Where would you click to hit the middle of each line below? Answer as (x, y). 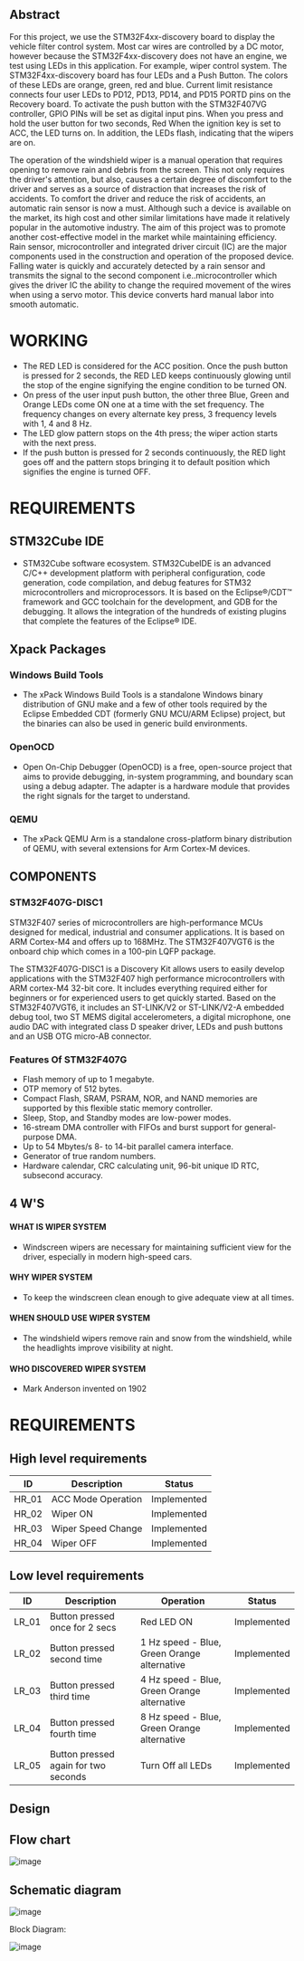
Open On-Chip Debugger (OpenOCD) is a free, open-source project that (157, 766)
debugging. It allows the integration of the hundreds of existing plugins (154, 611)
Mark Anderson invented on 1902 (85, 1389)
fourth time (73, 1734)
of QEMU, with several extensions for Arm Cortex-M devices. (136, 849)
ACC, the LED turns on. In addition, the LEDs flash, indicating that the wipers (152, 133)
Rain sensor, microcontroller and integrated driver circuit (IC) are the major (148, 246)
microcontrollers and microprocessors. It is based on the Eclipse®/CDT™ (157, 592)
